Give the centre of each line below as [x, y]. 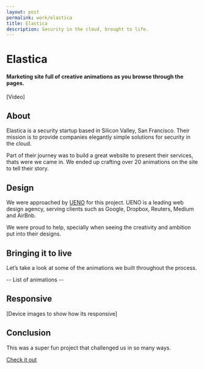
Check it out [22, 359]
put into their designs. [34, 234]
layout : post [23, 12]
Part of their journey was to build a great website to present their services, [100, 155]
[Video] [16, 97]
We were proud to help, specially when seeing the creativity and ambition [99, 228]
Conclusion [29, 333]
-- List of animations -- [35, 280]
